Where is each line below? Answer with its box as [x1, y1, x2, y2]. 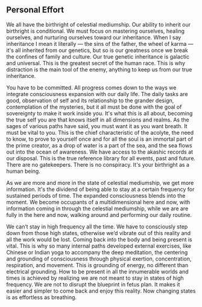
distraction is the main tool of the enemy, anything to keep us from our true [6, 66, 192, 73]
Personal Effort [6, 5, 65, 15]
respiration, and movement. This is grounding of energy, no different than [6, 261, 189, 268]
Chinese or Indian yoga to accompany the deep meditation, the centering [6, 248, 188, 256]
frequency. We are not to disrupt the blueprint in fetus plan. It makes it [6, 280, 180, 288]
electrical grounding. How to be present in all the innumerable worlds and [6, 268, 189, 275]
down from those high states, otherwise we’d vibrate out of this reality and [6, 229, 191, 236]
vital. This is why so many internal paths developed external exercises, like [6, 242, 192, 250]
